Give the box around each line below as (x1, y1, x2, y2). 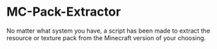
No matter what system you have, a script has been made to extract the (6, 27, 211, 35)
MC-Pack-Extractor (6, 4, 122, 20)
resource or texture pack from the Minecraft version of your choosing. (6, 33, 207, 42)
